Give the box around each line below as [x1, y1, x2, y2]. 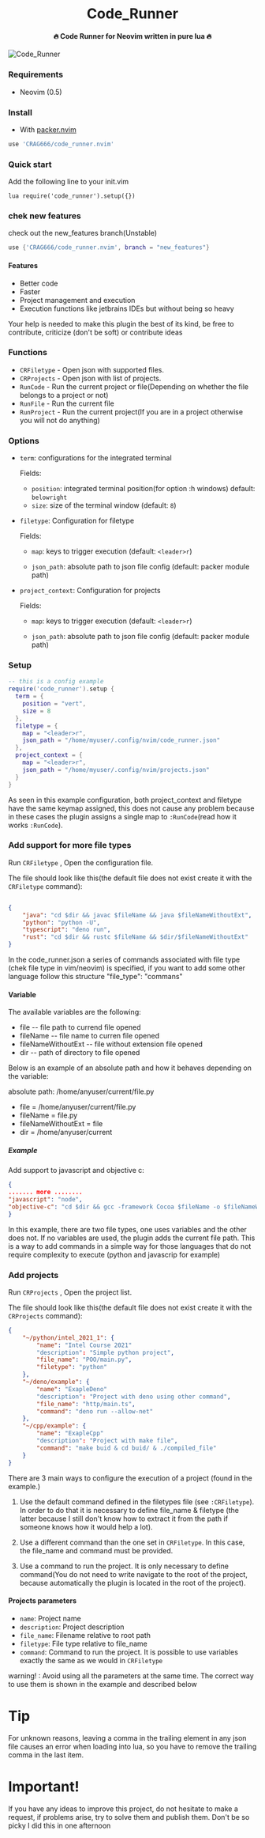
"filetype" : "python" [36, 1363, 108, 1371]
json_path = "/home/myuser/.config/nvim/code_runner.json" [22, 736, 221, 744]
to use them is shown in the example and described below [8, 1679, 197, 1689]
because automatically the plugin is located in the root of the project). [19, 1578, 246, 1587]
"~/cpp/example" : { [22, 1422, 87, 1430]
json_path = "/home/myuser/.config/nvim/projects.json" [22, 766, 211, 773]
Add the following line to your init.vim [8, 177, 129, 187]
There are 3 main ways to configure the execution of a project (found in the [8, 1473, 252, 1483]
